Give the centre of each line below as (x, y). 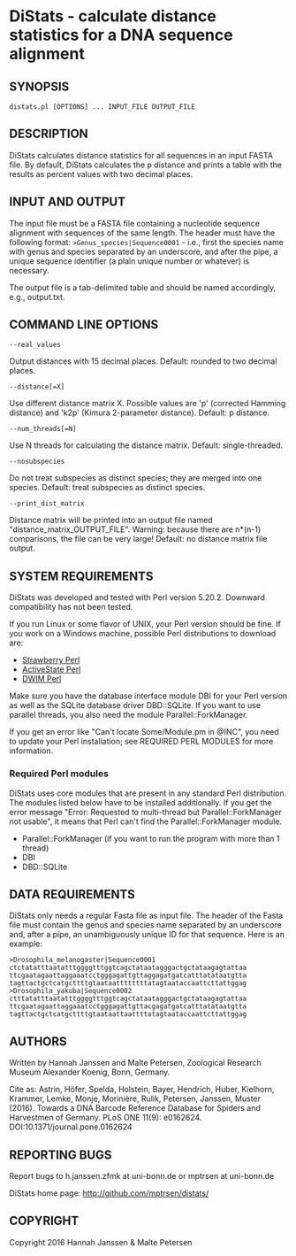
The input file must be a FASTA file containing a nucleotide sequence (135, 223)
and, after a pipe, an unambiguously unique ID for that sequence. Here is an (147, 935)
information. (31, 751)
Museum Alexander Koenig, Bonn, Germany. (90, 1072)
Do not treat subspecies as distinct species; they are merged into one (136, 478)
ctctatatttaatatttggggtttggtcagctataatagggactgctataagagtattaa (128, 968)
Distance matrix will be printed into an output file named (111, 520)
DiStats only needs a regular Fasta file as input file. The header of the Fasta (146, 916)
